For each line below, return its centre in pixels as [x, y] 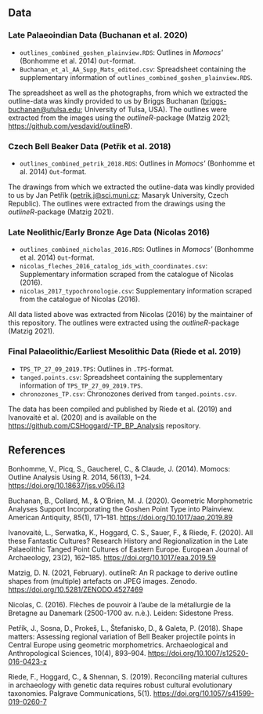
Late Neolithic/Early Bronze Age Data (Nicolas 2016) [109, 232]
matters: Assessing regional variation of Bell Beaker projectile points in [122, 637]
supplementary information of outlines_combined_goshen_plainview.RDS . [136, 77]
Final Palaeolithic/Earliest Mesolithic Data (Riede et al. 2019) [124, 352]
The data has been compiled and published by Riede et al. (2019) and [120, 409]
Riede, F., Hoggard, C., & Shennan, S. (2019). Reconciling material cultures [128, 677]
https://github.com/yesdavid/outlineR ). [70, 126]
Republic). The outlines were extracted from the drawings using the [117, 203]
